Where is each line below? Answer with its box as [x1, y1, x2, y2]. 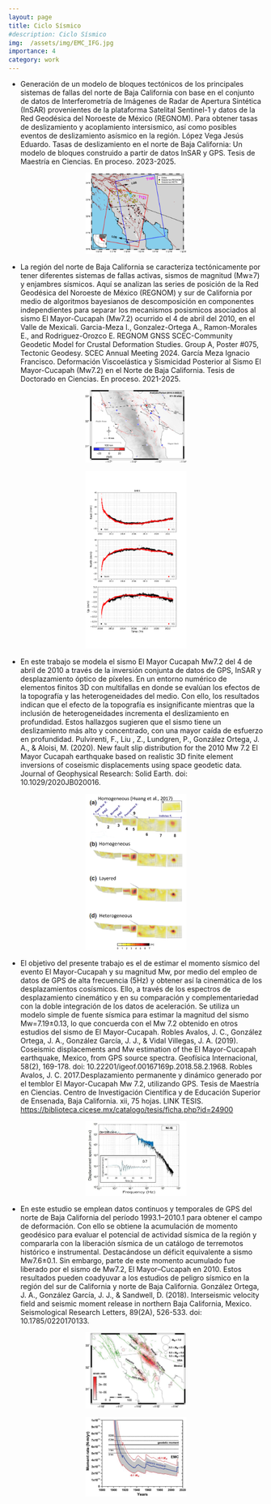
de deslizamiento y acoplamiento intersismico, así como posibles [19, 122, 237, 131]
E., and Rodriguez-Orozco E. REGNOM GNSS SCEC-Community [19, 331, 233, 341]
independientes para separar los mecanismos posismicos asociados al [19, 305, 256, 315]
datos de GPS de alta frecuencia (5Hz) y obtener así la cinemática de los [19, 975, 263, 985]
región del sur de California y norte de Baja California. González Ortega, [19, 1282, 260, 1292]
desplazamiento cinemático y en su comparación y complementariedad [19, 992, 259, 1002]
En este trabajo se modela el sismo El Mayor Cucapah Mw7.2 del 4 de [19, 657, 252, 666]
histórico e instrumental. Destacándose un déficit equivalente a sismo [19, 1247, 253, 1257]
